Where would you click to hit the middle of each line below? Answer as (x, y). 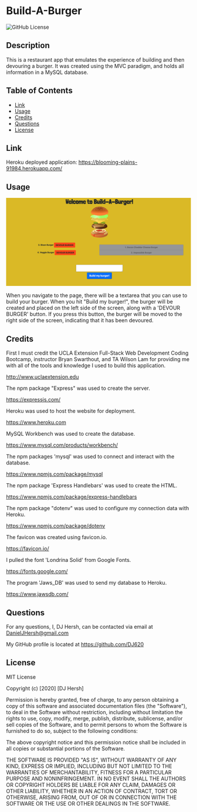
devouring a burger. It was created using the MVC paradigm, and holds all (95, 66)
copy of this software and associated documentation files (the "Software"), (97, 706)
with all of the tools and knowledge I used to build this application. (86, 366)
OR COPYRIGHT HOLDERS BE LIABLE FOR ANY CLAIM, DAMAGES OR (91, 784)
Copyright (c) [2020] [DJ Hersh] (45, 688)
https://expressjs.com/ (33, 400)
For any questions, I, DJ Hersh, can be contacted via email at (80, 627)
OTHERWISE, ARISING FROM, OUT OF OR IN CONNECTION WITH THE (91, 797)
